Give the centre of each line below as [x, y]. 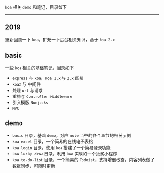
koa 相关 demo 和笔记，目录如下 [36, 7]
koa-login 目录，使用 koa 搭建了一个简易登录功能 [61, 148]
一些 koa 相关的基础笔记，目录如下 [40, 68]
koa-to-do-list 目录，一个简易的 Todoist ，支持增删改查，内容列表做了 [83, 160]
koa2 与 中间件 [26, 84]
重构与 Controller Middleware [42, 96]
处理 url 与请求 [27, 90]
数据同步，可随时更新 [33, 166]
